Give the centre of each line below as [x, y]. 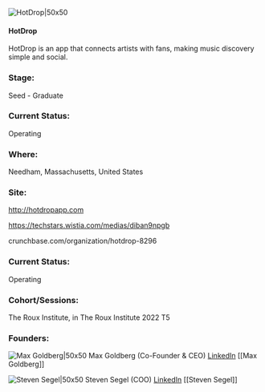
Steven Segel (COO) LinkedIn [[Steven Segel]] [162, 380]
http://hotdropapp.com [46, 210]
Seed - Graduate [36, 95]
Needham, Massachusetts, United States [76, 172]
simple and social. [38, 57]
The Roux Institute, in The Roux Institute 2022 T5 [89, 317]
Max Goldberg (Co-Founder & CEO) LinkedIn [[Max [173, 356]
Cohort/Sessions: [43, 300]
